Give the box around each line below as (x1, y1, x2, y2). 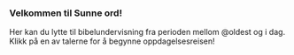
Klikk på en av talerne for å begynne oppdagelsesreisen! (9, 36, 215, 46)
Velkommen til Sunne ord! (9, 7, 122, 19)
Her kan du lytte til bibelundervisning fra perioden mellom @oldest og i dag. (9, 27, 286, 38)
